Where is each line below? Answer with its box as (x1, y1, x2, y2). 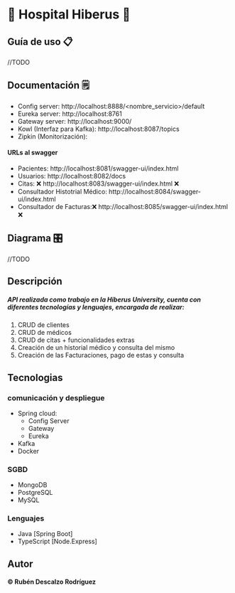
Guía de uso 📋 (7, 36, 73, 48)
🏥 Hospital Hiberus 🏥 (7, 6, 131, 23)
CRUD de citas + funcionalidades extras (17, 336, 135, 344)
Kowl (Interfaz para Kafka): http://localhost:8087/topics (17, 124, 180, 133)
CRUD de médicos (17, 328, 72, 337)
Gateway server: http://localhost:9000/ (17, 117, 132, 125)
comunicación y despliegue (7, 392, 105, 402)
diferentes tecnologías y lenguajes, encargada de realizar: (7, 302, 185, 311)
